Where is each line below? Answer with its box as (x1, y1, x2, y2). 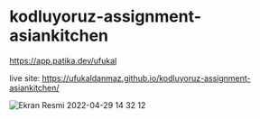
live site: (9, 72, 41, 83)
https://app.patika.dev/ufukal (9, 55, 117, 66)
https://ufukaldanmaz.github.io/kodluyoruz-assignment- (42, 72, 251, 83)
